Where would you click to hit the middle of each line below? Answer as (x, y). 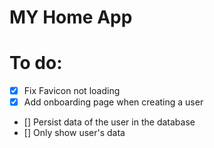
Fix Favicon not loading (72, 91)
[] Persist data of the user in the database (109, 122)
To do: (36, 63)
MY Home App (71, 17)
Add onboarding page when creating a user (113, 102)
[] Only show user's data (74, 133)
